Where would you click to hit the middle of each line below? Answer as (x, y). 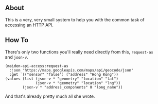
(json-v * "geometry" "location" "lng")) (78, 83)
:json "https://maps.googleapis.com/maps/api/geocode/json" (71, 70)
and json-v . (17, 57)
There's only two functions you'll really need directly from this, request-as (79, 52)
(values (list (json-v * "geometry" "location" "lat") (62, 79)
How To (17, 40)
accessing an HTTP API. (29, 25)
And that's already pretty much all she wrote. (50, 96)
